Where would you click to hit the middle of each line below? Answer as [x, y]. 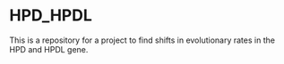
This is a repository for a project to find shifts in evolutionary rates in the [142, 40]
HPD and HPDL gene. [49, 49]
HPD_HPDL [51, 16]
